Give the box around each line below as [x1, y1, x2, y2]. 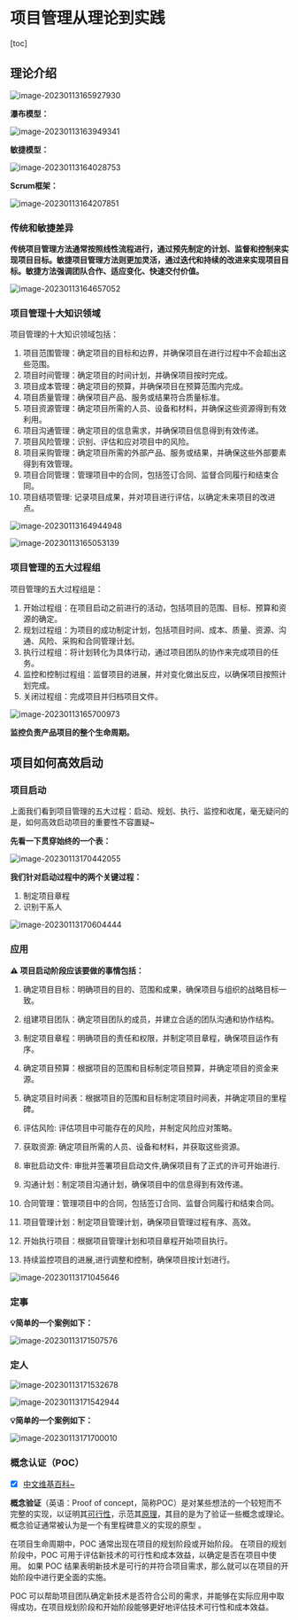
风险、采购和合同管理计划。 [38, 635, 140, 646]
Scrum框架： [10, 180, 58, 191]
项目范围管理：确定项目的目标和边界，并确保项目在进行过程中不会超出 [22, 347, 279, 359]
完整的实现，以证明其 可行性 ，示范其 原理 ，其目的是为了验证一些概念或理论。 [10, 1508, 289, 1519]
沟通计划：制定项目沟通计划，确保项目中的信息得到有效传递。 [22, 1179, 248, 1189]
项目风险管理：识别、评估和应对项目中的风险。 [22, 436, 194, 448]
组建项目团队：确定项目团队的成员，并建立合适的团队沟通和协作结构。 [22, 1014, 279, 1024]
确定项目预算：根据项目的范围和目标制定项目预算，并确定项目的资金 [22, 1063, 271, 1073]
